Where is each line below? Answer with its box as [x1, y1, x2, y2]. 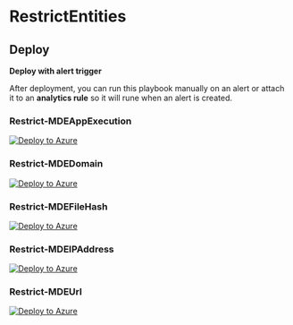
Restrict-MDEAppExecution [9, 115, 132, 127]
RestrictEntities [9, 6, 127, 27]
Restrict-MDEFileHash [9, 200, 108, 212]
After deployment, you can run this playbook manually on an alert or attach [9, 83, 285, 93]
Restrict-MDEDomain [9, 158, 104, 170]
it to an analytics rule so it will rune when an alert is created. [9, 92, 232, 103]
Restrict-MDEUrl [9, 286, 82, 298]
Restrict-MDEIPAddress [9, 243, 114, 255]
